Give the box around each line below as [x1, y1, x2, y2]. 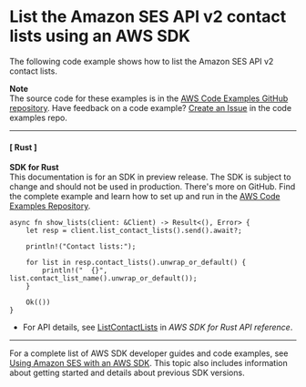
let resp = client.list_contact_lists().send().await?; [25, 226, 243, 236]
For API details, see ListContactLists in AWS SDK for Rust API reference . [22, 321, 293, 333]
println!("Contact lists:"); [25, 242, 137, 251]
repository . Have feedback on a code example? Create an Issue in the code [9, 102, 292, 113]
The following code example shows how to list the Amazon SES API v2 [9, 56, 274, 66]
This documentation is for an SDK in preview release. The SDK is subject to [9, 171, 291, 183]
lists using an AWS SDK [9, 25, 191, 46]
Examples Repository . [9, 200, 91, 211]
